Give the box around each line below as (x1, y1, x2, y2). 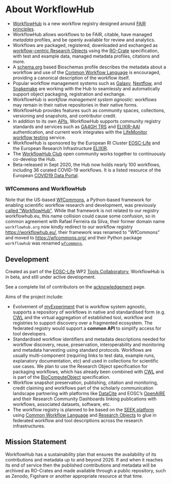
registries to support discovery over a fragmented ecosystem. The (12, 320, 153, 326)
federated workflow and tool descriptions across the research (12, 418, 143, 424)
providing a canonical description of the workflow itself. (12, 75, 130, 81)
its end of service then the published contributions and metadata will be (5, 462, 157, 468)
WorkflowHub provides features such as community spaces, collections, (12, 107, 165, 113)
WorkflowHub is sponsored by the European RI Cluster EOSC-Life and (12, 139, 160, 146)
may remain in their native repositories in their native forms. (12, 102, 138, 108)
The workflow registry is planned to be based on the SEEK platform (12, 407, 155, 413)
